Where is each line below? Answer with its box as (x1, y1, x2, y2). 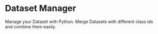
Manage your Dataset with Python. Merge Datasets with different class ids (5, 19, 154, 24)
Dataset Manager (5, 3, 77, 14)
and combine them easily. (5, 23, 57, 29)
